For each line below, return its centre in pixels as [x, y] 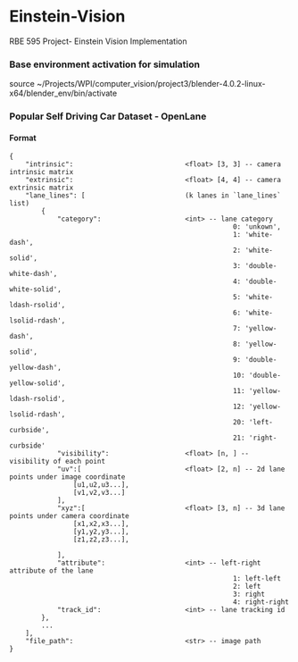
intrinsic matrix [41, 172]
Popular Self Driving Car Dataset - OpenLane [108, 116]
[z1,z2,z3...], [101, 540]
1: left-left [257, 579]
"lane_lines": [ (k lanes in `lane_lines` [153, 196]
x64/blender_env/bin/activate [63, 93]
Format [23, 138]
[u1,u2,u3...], [101, 485]
